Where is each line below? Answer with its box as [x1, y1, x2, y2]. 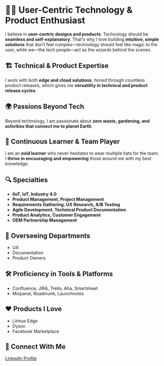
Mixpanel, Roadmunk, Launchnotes [12, 290, 84, 296]
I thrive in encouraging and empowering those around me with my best [5, 156, 152, 162]
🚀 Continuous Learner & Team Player [5, 137, 120, 145]
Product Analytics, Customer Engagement [12, 212, 101, 218]
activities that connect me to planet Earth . [5, 123, 93, 129]
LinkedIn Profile [5, 356, 37, 362]
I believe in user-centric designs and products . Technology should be [5, 31, 149, 37]
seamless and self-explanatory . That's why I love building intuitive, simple [5, 36, 159, 42]
